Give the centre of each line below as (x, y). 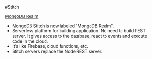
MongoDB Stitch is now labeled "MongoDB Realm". (63, 26)
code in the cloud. (30, 41)
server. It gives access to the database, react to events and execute (80, 36)
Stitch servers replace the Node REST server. (57, 51)
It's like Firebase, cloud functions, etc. (50, 46)
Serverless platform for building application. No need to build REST (79, 31)
